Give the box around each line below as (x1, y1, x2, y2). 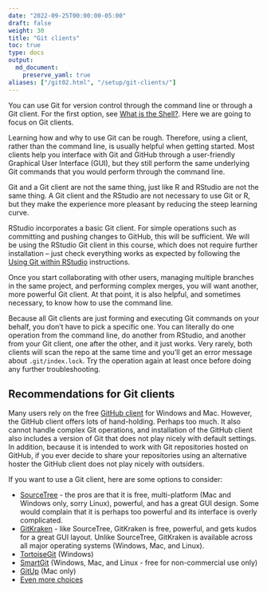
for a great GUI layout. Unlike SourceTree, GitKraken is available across (19, 532, 253, 543)
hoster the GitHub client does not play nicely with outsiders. (8, 460, 205, 469)
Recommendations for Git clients (8, 387, 175, 401)
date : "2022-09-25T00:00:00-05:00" (8, 11, 127, 20)
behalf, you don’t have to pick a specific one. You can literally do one (8, 322, 234, 331)
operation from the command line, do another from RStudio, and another (8, 330, 246, 340)
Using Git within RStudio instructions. (8, 257, 131, 266)
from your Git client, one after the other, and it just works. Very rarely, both (8, 338, 253, 348)
